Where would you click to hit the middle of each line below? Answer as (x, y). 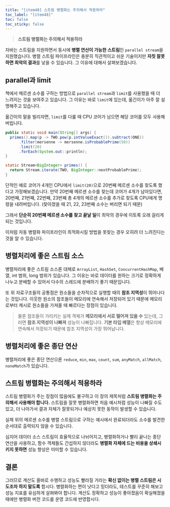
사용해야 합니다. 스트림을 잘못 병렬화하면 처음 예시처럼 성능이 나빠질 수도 (90, 403)
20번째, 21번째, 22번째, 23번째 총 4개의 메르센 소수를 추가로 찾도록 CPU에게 (81, 198)
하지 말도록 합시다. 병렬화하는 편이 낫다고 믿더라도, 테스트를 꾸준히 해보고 (91, 487)
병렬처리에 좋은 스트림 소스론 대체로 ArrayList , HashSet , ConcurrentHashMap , (82, 269)
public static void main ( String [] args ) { (51, 133)
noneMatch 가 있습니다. (27, 366)
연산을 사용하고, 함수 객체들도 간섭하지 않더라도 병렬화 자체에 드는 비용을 (77, 443)
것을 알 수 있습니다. (24, 238)
